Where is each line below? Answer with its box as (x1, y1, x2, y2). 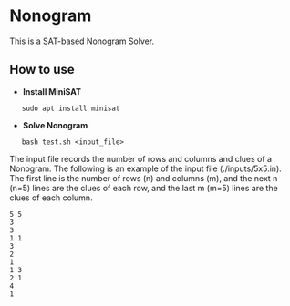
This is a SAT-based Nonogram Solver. (9, 36, 155, 46)
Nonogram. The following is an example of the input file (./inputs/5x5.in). (9, 163, 283, 174)
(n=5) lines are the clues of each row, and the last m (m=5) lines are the (9, 182, 278, 193)
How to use (9, 62, 75, 77)
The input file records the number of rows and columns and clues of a (9, 153, 272, 164)
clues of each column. (9, 192, 93, 203)
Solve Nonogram (22, 119, 88, 130)
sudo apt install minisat (21, 104, 120, 113)
